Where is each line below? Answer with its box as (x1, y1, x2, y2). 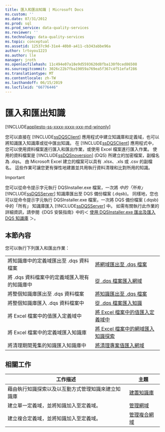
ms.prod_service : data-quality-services (5, 26, 89, 30)
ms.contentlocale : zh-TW (5, 76, 56, 81)
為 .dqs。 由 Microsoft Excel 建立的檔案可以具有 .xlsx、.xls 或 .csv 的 (5, 159, 144, 164)
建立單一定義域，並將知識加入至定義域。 (7, 402, 102, 409)
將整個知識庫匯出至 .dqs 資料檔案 (7, 291, 84, 297)
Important (5, 175, 25, 181)
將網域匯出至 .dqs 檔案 (95, 261, 147, 268)
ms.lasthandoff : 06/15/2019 (5, 80, 63, 85)
